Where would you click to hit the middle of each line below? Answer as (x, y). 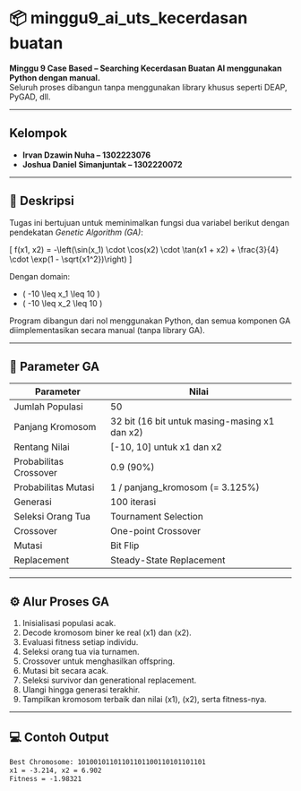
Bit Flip (125, 546)
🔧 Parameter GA (55, 366)
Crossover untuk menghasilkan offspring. (99, 661)
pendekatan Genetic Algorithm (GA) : (76, 232)
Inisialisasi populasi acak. (69, 623)
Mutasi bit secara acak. (65, 671)
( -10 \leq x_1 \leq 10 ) (61, 294)
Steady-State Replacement (168, 560)
